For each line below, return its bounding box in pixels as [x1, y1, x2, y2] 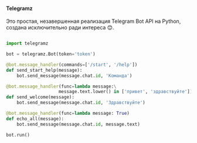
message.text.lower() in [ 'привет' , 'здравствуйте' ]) [58, 89, 193, 95]
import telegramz [6, 41, 49, 46]
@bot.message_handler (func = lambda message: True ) [6, 111, 130, 117]
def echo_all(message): [6, 115, 64, 122]
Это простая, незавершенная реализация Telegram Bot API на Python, [6, 18, 181, 25]
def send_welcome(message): [6, 94, 75, 100]
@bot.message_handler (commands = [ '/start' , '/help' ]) [6, 62, 138, 68]
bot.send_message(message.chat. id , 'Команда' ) [16, 72, 133, 79]
